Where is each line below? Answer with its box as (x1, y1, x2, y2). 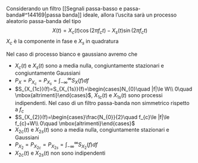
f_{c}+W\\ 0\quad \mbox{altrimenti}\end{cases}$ (14, 120, 136, 127)
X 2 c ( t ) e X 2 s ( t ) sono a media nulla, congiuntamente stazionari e (14, 126, 169, 135)
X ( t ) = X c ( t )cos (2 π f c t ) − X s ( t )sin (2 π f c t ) (52, 27, 147, 35)
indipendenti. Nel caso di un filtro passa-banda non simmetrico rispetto (14, 99, 190, 106)
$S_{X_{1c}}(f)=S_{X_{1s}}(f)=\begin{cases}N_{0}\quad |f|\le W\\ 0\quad (14, 85, 193, 92)
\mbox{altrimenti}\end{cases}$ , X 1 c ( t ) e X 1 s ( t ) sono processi (14, 92, 163, 100)
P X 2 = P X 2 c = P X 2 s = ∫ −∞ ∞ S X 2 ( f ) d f (14, 140, 98, 151)
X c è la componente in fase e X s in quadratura (6, 37, 119, 46)
